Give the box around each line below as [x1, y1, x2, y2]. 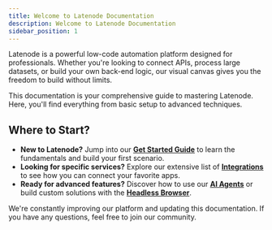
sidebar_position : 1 [8, 27, 79, 35]
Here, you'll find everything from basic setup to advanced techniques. [8, 99, 243, 110]
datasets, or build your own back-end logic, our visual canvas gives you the [8, 67, 261, 76]
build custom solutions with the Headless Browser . [19, 188, 192, 197]
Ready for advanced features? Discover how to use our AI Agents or [19, 180, 253, 189]
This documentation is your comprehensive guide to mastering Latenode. [8, 91, 254, 101]
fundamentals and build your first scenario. [19, 154, 165, 163]
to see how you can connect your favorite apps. [19, 171, 180, 180]
